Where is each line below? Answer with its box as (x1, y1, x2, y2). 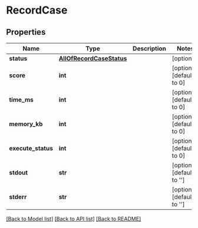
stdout (9, 168, 28, 177)
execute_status (9, 144, 53, 152)
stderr (9, 193, 27, 201)
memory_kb (9, 120, 43, 128)
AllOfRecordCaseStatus (58, 54, 127, 62)
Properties (6, 27, 46, 37)
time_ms (9, 95, 34, 104)
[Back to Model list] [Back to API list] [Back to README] (6, 216, 141, 222)
